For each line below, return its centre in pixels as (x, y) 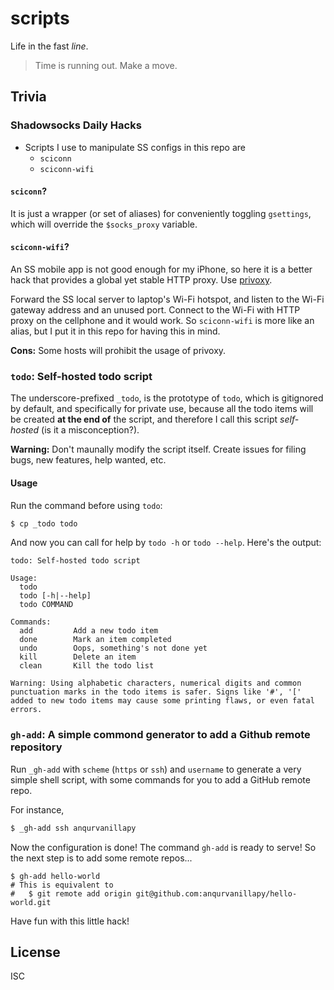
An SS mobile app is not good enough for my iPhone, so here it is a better (161, 269)
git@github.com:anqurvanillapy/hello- (216, 893)
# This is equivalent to (62, 885)
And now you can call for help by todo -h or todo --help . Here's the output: (166, 543)
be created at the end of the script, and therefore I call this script (144, 419)
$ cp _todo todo (44, 523)
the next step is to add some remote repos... (101, 858)
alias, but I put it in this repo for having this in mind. (115, 331)
